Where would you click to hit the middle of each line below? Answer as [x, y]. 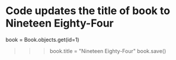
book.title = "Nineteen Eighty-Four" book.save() [108, 51]
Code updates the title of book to [88, 11]
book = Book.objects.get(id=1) [42, 39]
